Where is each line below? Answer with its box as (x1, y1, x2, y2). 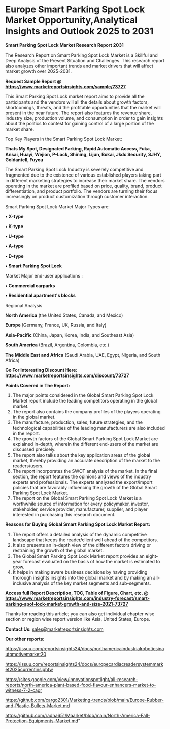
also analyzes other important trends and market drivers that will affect (5, 63, 154, 69)
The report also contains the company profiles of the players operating (12, 408, 161, 414)
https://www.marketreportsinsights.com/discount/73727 (5, 372, 129, 379)
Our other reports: (5, 636, 45, 642)
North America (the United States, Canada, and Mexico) (5, 312, 123, 318)
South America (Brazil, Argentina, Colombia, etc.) (5, 342, 110, 348)
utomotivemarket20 (5, 651, 47, 657)
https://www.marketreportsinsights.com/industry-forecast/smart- (5, 595, 150, 601)
